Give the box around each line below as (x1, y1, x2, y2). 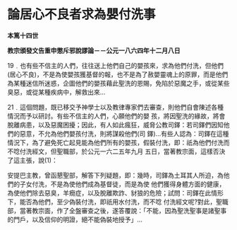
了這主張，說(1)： (7, 156, 58, 164)
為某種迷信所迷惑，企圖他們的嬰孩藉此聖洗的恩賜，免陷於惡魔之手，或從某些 (7, 79, 230, 87)
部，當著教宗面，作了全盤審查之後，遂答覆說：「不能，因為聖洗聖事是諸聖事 (7, 206, 227, 214)
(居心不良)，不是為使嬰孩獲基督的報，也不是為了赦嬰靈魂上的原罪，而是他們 (7, 70, 229, 79)
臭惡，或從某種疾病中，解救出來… (7, 88, 106, 96)
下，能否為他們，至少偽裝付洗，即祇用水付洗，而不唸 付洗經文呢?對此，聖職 (7, 197, 229, 206)
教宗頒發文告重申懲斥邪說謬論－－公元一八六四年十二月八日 (7, 46, 181, 54)
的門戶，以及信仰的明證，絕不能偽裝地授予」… (7, 215, 143, 224)
